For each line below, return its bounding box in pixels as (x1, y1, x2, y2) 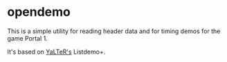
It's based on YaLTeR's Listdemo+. (7, 48, 106, 56)
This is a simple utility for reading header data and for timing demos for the (7, 27, 221, 35)
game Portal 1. (7, 34, 48, 42)
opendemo (7, 4, 71, 20)
